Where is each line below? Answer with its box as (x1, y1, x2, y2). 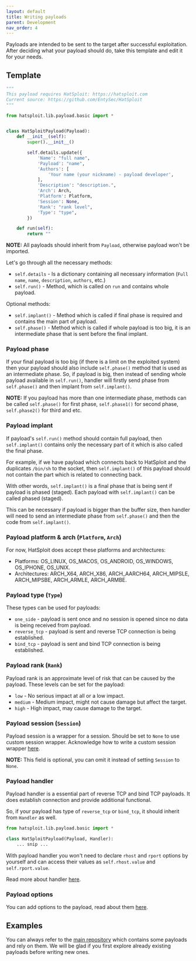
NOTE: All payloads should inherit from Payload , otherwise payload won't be (6, 242, 190, 249)
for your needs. (6, 53, 43, 60)
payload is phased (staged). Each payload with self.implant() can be (6, 488, 176, 495)
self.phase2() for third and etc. (6, 407, 82, 414)
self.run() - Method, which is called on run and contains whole (14, 283, 169, 290)
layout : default (6, 8, 46, 15)
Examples (6, 921, 43, 931)
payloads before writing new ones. (6, 949, 90, 955)
